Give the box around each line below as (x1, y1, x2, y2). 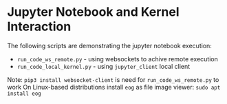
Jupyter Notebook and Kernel (7, 4, 180, 20)
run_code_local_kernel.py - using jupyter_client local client (17, 62, 191, 70)
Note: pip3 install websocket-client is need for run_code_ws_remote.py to (7, 75, 219, 83)
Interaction (7, 19, 72, 34)
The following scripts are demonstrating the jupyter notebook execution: (7, 41, 212, 50)
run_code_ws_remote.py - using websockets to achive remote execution (17, 54, 218, 63)
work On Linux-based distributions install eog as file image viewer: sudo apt (7, 83, 221, 91)
